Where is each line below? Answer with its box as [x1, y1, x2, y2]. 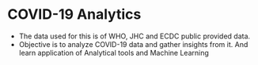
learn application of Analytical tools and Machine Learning [18, 48, 209, 57]
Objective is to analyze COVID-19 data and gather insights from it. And [18, 39, 249, 49]
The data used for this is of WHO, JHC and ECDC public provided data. [18, 31, 251, 41]
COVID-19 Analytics [7, 5, 142, 23]
